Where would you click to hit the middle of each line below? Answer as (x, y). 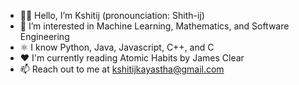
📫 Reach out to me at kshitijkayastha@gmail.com (122, 69)
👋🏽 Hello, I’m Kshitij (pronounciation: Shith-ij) (112, 15)
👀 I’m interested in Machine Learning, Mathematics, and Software (154, 26)
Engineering (44, 36)
